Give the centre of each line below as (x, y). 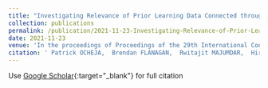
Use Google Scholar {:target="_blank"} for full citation (96, 76)
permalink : (26, 30)
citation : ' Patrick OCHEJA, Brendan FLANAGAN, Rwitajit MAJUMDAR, (126, 53)
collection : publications (51, 23)
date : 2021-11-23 (37, 38)
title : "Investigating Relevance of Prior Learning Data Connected (123, 16)
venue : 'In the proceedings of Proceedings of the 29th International (128, 46)
